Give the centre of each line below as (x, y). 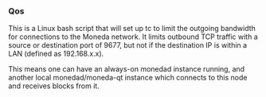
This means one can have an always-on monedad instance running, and (127, 69)
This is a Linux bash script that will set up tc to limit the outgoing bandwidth (132, 29)
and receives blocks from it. (54, 86)
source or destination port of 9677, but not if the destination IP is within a (128, 45)
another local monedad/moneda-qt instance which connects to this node (128, 78)
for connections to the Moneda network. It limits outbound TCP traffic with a (133, 37)
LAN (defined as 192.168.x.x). (56, 54)
